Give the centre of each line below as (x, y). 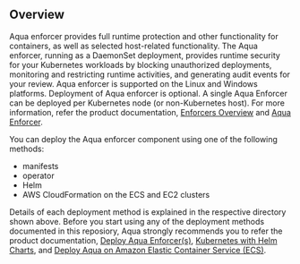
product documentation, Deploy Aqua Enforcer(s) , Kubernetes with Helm (143, 240)
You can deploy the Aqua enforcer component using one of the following (143, 139)
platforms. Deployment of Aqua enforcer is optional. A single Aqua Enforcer (149, 93)
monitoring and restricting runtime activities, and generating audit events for (150, 74)
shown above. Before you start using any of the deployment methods (137, 221)
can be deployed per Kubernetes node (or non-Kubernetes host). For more (147, 103)
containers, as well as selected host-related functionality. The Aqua (133, 46)
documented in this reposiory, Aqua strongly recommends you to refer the (146, 231)
